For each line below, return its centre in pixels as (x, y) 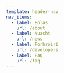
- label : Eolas (30, 22)
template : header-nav (32, 11)
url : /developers (38, 50)
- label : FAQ (27, 55)
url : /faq (29, 61)
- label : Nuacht (31, 34)
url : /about (31, 28)
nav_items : (19, 17)
